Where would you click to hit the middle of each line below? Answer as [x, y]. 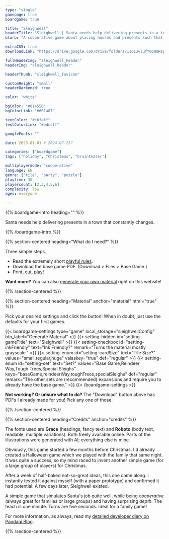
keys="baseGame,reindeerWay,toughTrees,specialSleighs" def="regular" [81, 374]
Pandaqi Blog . [20, 522]
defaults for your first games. [35, 322]
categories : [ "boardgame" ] [33, 152]
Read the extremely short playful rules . [53, 261]
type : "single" [21, 10]
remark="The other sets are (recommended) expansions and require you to [83, 379]
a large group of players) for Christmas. [46, 466]
